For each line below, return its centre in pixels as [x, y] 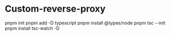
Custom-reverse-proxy [55, 9]
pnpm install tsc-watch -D [32, 28]
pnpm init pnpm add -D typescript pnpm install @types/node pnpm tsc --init [85, 23]
